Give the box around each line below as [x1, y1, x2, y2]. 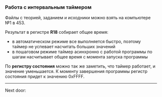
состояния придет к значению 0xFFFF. [5, 74, 85, 80]
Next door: [5, 87, 27, 93]
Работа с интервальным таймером [5, 4, 92, 11]
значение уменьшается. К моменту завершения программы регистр [5, 69, 148, 74]
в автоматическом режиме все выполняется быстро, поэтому [12, 39, 141, 44]
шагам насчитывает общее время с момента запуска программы [12, 54, 148, 60]
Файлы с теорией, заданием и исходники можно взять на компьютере [5, 15, 151, 21]
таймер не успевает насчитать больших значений [12, 44, 116, 50]
